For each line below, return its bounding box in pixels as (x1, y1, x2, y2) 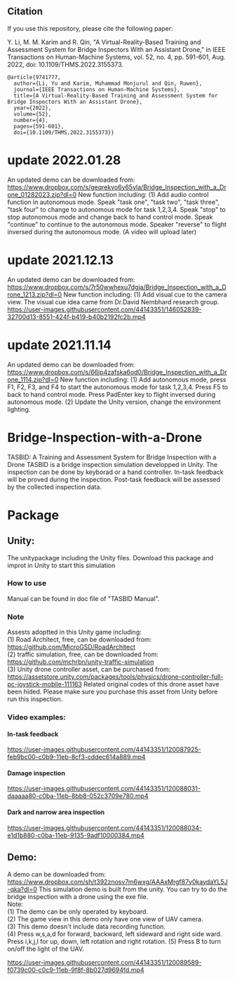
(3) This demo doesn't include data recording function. (7, 922, 166, 931)
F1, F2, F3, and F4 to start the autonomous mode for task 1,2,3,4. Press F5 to (7, 382, 228, 391)
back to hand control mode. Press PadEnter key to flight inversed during (7, 390, 216, 398)
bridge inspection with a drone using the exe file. (7, 892, 149, 900)
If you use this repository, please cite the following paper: (7, 24, 173, 32)
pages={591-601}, (13, 123, 65, 130)
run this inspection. (7, 695, 63, 703)
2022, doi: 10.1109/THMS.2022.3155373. (7, 60, 124, 69)
